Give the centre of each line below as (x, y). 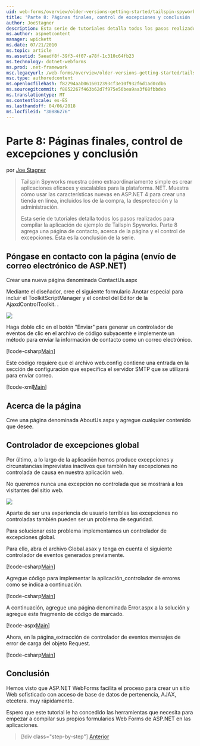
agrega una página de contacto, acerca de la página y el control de (103, 231)
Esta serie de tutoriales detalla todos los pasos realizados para (97, 219)
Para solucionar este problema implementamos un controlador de (87, 531)
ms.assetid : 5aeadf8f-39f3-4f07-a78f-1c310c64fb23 (70, 56)
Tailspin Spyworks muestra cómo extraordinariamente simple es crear (106, 182)
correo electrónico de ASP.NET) (66, 266)
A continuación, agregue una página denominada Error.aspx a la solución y (98, 607)
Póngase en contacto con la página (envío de (91, 256)
